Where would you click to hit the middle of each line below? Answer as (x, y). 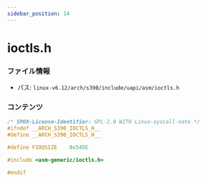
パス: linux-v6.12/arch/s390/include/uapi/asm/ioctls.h (98, 88)
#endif (17, 172)
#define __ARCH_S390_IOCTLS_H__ (54, 135)
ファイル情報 (29, 71)
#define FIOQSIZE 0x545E (48, 148)
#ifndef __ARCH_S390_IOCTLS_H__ (54, 129)
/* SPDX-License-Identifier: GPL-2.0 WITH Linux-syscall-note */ (104, 122)
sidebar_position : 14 (39, 14)
